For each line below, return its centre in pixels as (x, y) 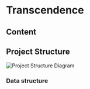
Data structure (27, 81)
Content (21, 32)
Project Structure (38, 51)
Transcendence (45, 10)
